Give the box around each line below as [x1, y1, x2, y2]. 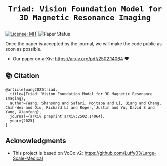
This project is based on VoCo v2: [12, 150, 83, 156]
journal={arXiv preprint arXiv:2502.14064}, [10, 114, 105, 119]
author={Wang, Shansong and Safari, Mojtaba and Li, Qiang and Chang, [10, 101, 162, 106]
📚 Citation [5, 71, 39, 80]
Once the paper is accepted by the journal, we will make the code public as [5, 41, 162, 47]
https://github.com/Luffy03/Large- [84, 150, 157, 156]
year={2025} [10, 118, 35, 123]
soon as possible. [5, 46, 42, 52]
